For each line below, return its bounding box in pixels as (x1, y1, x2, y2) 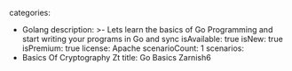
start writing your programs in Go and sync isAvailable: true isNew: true (21, 34, 284, 44)
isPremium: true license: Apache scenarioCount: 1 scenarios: (21, 43, 244, 53)
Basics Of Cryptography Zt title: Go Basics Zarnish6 (21, 53, 211, 62)
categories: (9, 8, 51, 18)
